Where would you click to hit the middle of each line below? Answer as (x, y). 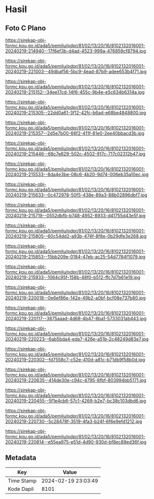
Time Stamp (22, 481)
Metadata (21, 458)
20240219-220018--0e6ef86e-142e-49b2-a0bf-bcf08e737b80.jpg (75, 298)
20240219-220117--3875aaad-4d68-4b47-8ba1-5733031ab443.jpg (76, 318)
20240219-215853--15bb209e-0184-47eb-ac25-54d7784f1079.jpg (75, 257)
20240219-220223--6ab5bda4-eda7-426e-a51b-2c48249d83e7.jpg (77, 339)
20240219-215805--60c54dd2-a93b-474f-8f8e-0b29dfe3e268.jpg (76, 236)
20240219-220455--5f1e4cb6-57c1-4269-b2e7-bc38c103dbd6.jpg (76, 401)
